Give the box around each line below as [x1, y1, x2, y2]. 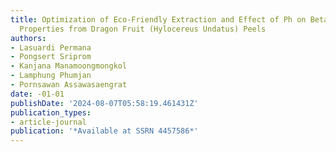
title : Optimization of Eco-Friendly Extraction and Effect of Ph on [10, 14, 307, 25]
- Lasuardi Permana [10, 42, 92, 53]
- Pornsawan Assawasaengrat [10, 80, 128, 90]
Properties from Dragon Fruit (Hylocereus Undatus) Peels [19, 24, 267, 34]
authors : [10, 33, 47, 43]
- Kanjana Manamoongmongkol [10, 61, 128, 71]
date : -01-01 [10, 89, 65, 99]
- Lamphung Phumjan [10, 71, 92, 81]
